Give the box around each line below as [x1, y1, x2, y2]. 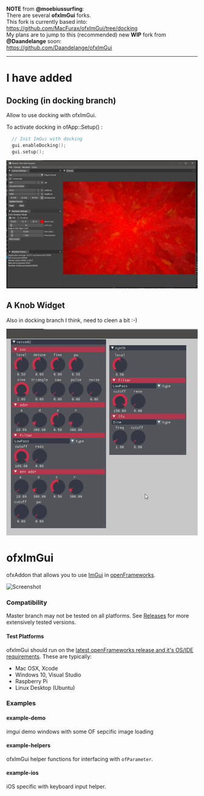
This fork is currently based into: [6, 18, 88, 25]
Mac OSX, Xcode [15, 664, 58, 672]
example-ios [6, 769, 39, 776]
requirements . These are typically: [6, 653, 92, 660]
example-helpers [6, 742, 51, 749]
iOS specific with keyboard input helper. [6, 783, 106, 791]
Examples [6, 699, 36, 708]
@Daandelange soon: [6, 38, 62, 45]
